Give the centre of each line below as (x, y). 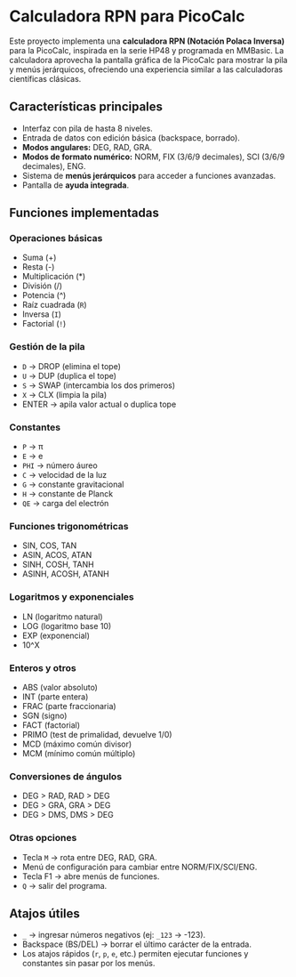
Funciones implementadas (84, 213)
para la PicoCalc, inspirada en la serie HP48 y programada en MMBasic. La (147, 50)
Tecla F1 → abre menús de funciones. (91, 876)
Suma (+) (39, 258)
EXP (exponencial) (56, 635)
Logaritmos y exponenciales (72, 597)
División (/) (42, 286)
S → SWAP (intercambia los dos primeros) (99, 385)
